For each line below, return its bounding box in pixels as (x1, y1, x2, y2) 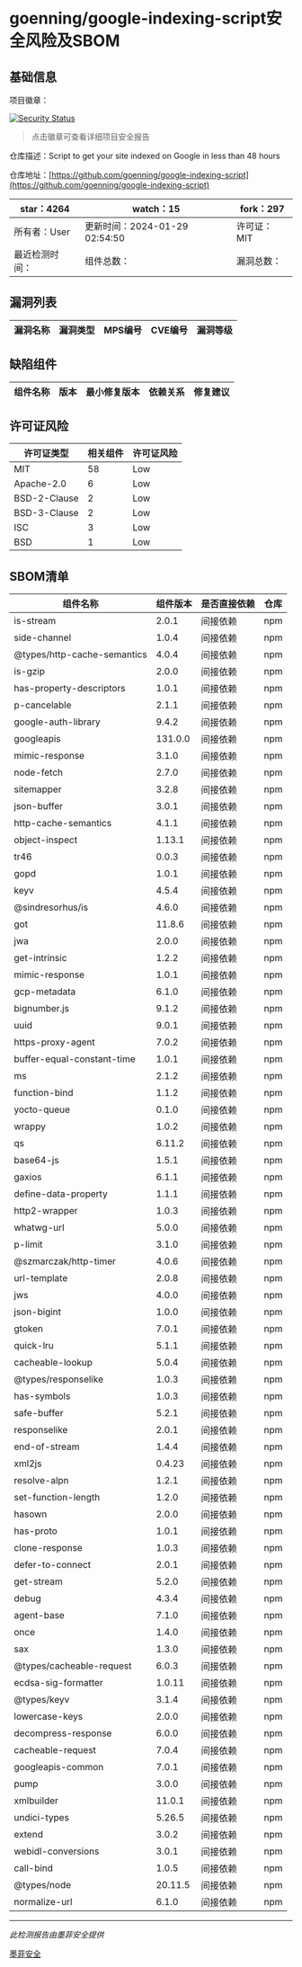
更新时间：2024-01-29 (84, 220, 189, 232)
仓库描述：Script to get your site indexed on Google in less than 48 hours (9, 150, 280, 161)
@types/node (13, 1879, 72, 1891)
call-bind (13, 1862, 54, 1874)
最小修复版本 (85, 386, 141, 398)
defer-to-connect (13, 1559, 92, 1571)
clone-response (13, 1542, 83, 1554)
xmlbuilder (13, 1794, 58, 1807)
